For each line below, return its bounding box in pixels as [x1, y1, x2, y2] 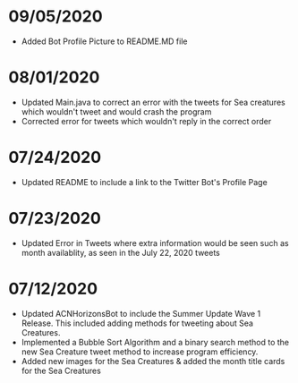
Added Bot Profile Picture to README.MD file [21, 36, 188, 47]
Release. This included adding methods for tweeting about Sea [21, 318, 254, 328]
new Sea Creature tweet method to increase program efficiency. [21, 346, 259, 357]
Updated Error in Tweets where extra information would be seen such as [21, 237, 289, 248]
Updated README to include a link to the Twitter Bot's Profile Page [21, 176, 268, 187]
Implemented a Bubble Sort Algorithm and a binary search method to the [21, 336, 290, 347]
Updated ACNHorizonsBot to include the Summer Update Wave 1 [21, 308, 261, 319]
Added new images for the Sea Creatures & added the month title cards [21, 355, 285, 366]
